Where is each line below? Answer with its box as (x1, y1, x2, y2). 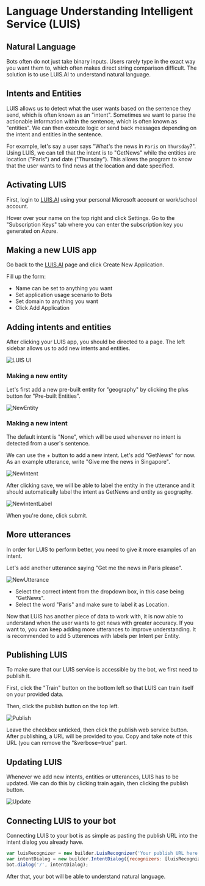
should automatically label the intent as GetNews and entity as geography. (6, 488, 193, 496)
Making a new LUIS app (6, 245, 97, 255)
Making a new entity (6, 372, 68, 380)
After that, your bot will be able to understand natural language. (6, 873, 166, 880)
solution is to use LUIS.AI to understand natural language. (6, 71, 151, 78)
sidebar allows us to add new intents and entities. (6, 345, 131, 352)
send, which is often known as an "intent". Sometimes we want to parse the (6, 111, 196, 119)
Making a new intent (6, 419, 68, 428)
